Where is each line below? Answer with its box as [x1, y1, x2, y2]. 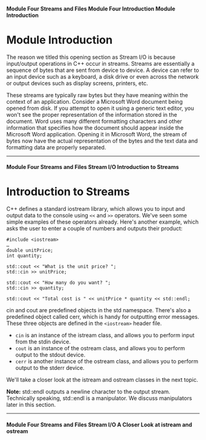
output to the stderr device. [15, 364, 85, 372]
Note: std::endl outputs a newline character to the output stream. [6, 388, 170, 396]
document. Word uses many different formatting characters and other [6, 117, 183, 125]
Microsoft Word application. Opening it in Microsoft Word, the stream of [6, 130, 187, 138]
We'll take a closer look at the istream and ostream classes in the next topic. [6, 376, 199, 383]
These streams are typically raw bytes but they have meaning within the [6, 91, 188, 98]
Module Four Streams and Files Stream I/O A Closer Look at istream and [6, 421, 193, 428]
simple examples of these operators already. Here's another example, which [6, 218, 199, 226]
